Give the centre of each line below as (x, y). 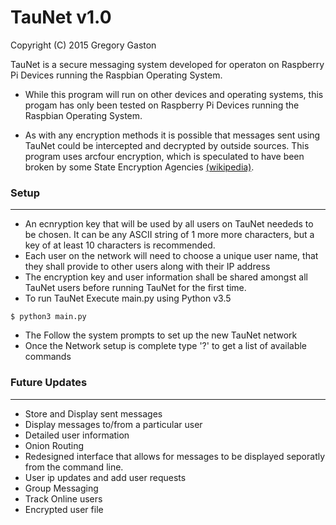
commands (48, 357)
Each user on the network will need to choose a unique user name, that (171, 256)
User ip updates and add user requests (105, 477)
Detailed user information (77, 435)
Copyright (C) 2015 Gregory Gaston (83, 45)
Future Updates (49, 383)
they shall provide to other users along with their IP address (147, 267)
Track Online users (63, 498)
